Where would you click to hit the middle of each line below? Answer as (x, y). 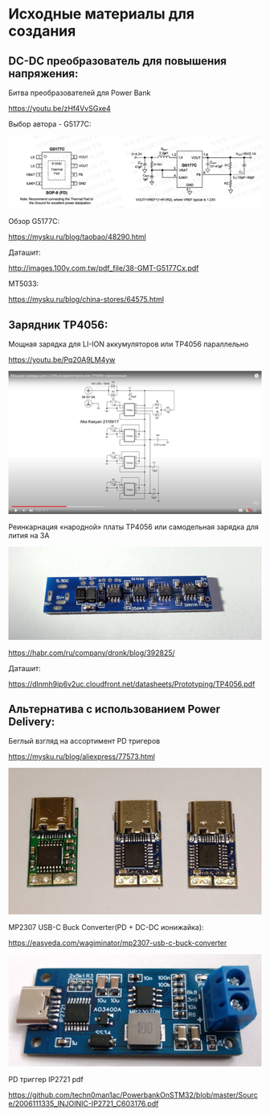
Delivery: (32, 722)
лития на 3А (29, 535)
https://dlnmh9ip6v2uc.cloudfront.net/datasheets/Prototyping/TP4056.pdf (132, 684)
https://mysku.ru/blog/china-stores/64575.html (86, 300)
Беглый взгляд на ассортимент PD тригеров (84, 741)
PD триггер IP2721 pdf (46, 1080)
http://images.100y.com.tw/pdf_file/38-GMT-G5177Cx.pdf (104, 268)
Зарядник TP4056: (58, 324)
